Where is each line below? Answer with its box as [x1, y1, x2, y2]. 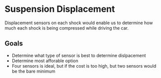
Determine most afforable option [11, 58, 79, 64]
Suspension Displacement [4, 3, 115, 15]
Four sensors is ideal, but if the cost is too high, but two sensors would [11, 63, 157, 69]
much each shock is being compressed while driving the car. [4, 25, 129, 31]
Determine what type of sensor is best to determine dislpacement [11, 52, 146, 58]
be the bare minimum [11, 68, 55, 74]
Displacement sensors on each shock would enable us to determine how [4, 20, 153, 26]
